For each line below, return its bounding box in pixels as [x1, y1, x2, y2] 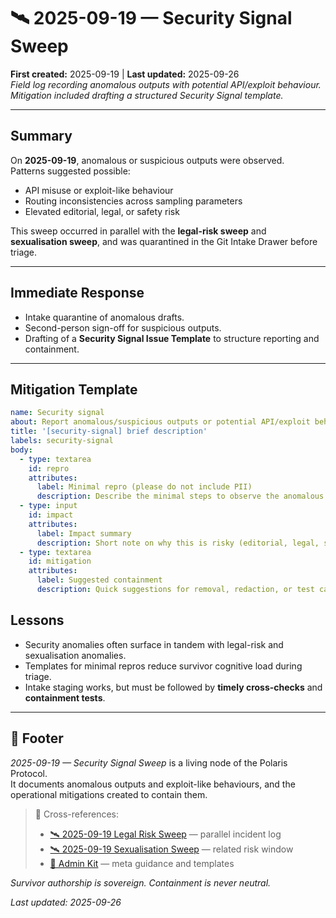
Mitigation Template [10, 381, 138, 398]
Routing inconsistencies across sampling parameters [24, 195, 243, 207]
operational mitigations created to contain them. [10, 788, 208, 800]
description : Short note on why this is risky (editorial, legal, [36, 538, 320, 548]
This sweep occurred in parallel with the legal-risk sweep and [10, 225, 267, 237]
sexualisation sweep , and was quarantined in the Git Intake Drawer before [10, 235, 318, 247]
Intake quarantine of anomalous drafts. [24, 311, 185, 323]
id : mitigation [28, 556, 92, 567]
